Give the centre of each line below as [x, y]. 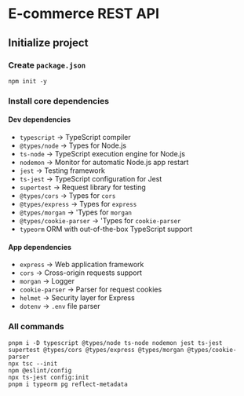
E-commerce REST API [84, 14]
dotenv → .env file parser [60, 306]
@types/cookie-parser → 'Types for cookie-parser [100, 220]
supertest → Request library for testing [83, 187]
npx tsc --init [33, 363]
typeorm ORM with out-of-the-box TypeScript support [106, 229]
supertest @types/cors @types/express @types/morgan [96, 350]
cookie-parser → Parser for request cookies [91, 290]
